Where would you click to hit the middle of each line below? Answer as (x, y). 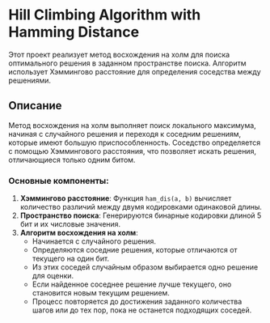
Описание (35, 106)
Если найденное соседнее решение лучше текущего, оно (132, 284)
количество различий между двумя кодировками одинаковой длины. (141, 207)
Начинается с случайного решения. (94, 241)
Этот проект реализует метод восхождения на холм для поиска (119, 54)
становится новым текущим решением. (101, 293)
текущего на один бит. (71, 259)
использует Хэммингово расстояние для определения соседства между (135, 71)
